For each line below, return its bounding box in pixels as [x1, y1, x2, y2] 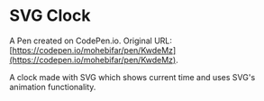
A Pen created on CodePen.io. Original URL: [9, 35, 173, 46]
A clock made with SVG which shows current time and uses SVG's [9, 71, 256, 82]
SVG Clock [9, 5, 91, 26]
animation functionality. [9, 81, 96, 92]
